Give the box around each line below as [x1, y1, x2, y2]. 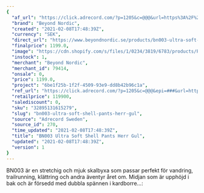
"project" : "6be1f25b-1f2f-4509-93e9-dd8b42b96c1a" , [12, 83, 148, 89]
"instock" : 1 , [12, 54, 47, 60]
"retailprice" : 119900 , [12, 93, 72, 100]
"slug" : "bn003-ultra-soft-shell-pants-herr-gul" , [12, 110, 143, 117]
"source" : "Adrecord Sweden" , [12, 116, 88, 122]
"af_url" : [12, 15, 36, 21]
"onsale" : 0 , [12, 71, 45, 77]
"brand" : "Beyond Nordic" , [12, 20, 80, 26]
